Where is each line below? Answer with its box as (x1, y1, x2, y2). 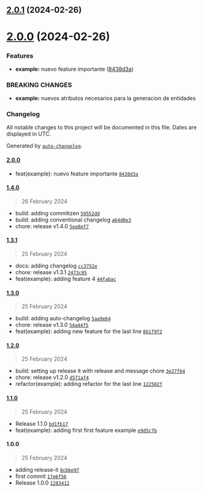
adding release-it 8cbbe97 (15, 466, 80, 473)
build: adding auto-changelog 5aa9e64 (15, 315, 112, 322)
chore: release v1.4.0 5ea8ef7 (15, 222, 89, 229)
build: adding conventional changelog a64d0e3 (15, 216, 132, 223)
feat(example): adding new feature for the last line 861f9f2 (15, 328, 163, 335)
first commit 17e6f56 (15, 472, 67, 480)
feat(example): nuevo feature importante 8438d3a (15, 170, 139, 177)
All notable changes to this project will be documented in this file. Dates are (6, 124, 197, 131)
